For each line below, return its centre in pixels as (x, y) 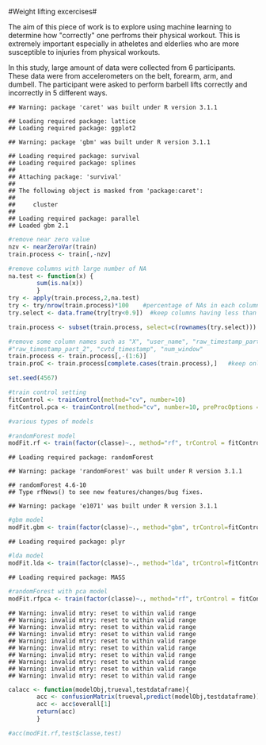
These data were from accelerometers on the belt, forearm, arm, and (120, 76)
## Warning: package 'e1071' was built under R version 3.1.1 (113, 506)
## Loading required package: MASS (67, 577)
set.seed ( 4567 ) (33, 378)
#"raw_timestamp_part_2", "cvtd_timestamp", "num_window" (106, 349)
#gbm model (26, 520)
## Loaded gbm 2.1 (38, 226)
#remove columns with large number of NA (78, 268)
